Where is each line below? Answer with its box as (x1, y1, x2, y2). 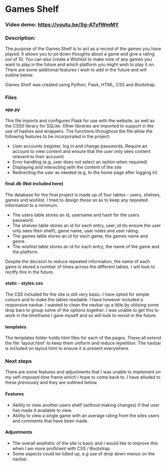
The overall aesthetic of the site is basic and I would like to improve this (12, 440, 158, 446)
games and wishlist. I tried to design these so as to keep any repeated (5, 197, 148, 203)
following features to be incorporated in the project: (5, 133, 111, 139)
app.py (5, 106, 20, 112)
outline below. (5, 72, 34, 78)
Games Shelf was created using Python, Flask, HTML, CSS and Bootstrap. (5, 82, 156, 88)
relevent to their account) (12, 153, 64, 159)
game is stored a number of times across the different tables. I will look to (5, 264, 155, 269)
